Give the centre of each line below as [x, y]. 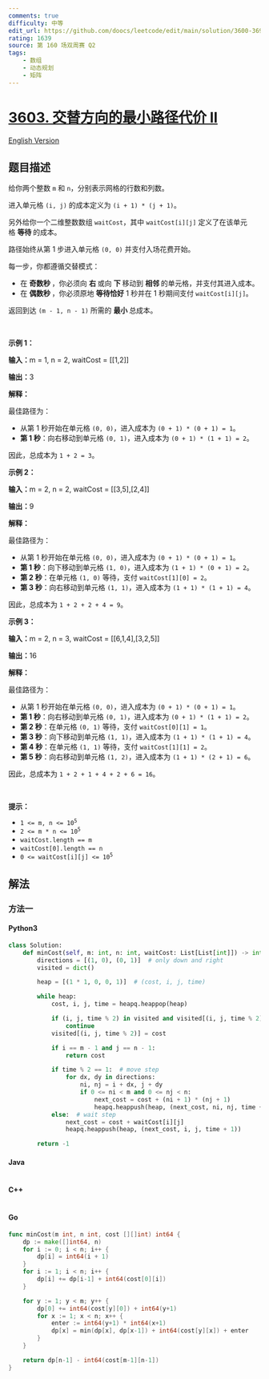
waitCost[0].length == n [61, 849]
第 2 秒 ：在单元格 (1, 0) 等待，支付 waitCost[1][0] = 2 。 [115, 577]
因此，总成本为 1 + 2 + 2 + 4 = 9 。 [68, 605]
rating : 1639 [30, 38]
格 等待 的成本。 [35, 233]
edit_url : [25, 30]
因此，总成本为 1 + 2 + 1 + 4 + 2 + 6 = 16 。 [84, 774]
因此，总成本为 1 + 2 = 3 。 [54, 455]
